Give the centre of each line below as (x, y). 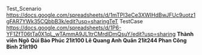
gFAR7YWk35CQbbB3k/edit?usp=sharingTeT (62, 21)
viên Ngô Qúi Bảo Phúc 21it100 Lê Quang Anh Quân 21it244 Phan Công (96, 40)
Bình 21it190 (22, 47)
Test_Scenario (24, 9)
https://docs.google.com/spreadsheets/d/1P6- (64, 27)
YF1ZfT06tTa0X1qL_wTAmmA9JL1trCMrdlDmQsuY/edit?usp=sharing (91, 34)
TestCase (131, 21)
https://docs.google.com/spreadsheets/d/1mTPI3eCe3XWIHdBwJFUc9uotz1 (101, 15)
